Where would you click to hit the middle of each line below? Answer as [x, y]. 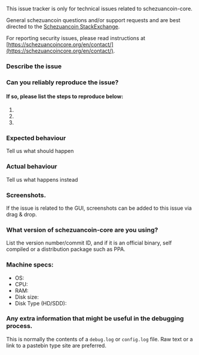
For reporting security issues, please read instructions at [76, 38]
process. [19, 326]
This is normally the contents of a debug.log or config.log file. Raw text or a [99, 339]
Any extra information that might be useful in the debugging [95, 319]
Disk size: [27, 297]
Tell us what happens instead [42, 179]
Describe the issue [34, 66]
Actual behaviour [32, 167]
